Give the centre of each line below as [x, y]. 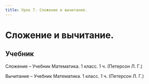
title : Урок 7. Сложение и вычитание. [46, 10]
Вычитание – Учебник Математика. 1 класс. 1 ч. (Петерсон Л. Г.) [74, 76]
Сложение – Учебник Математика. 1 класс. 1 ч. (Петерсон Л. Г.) [74, 66]
